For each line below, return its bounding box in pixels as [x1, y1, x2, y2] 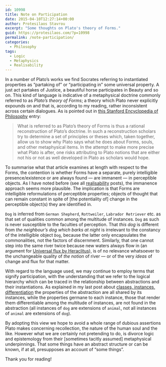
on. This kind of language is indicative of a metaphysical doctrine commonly [5, 92, 161, 98]
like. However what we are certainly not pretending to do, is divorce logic [5, 331, 155, 337]
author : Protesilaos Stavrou [5, 21, 65, 26]
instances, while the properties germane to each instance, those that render [5, 294, 160, 301]
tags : [5, 49, 16, 54]
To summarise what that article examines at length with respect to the [5, 165, 148, 171]
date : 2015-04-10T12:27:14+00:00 [5, 16, 74, 21]
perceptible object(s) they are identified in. [5, 201, 93, 207]
